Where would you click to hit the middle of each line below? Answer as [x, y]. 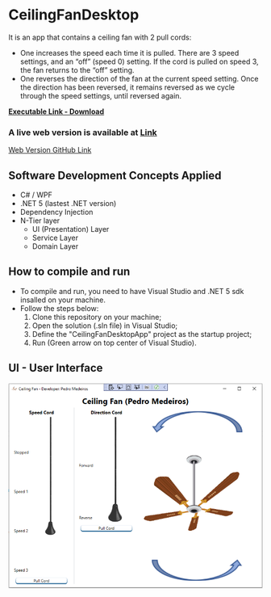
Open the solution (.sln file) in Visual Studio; [105, 326]
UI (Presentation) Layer [71, 229]
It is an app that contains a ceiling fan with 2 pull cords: [100, 37]
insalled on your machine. [63, 300]
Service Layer [55, 238]
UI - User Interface [56, 368]
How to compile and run [69, 272]
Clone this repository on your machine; [97, 317]
